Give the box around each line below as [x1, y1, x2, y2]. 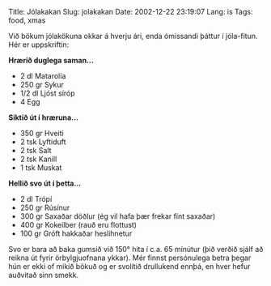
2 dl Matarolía [19, 71, 66, 80]
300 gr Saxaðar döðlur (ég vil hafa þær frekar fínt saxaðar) [19, 211, 216, 221]
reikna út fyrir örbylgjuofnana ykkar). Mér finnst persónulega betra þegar [8, 253, 252, 263]
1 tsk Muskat [19, 163, 62, 173]
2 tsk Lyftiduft [19, 137, 66, 147]
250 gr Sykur [19, 80, 65, 89]
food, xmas [8, 15, 46, 25]
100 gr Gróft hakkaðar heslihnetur [19, 228, 133, 238]
